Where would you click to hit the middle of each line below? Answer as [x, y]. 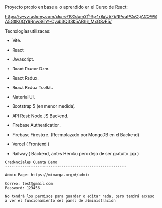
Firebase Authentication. [37, 125]
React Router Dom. [31, 69]
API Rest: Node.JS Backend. [40, 116]
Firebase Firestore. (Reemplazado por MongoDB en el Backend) [75, 135]
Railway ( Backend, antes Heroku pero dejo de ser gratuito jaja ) [75, 153]
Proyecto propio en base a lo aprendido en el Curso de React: [66, 7]
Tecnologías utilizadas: [28, 31]
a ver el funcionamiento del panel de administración [60, 201]
